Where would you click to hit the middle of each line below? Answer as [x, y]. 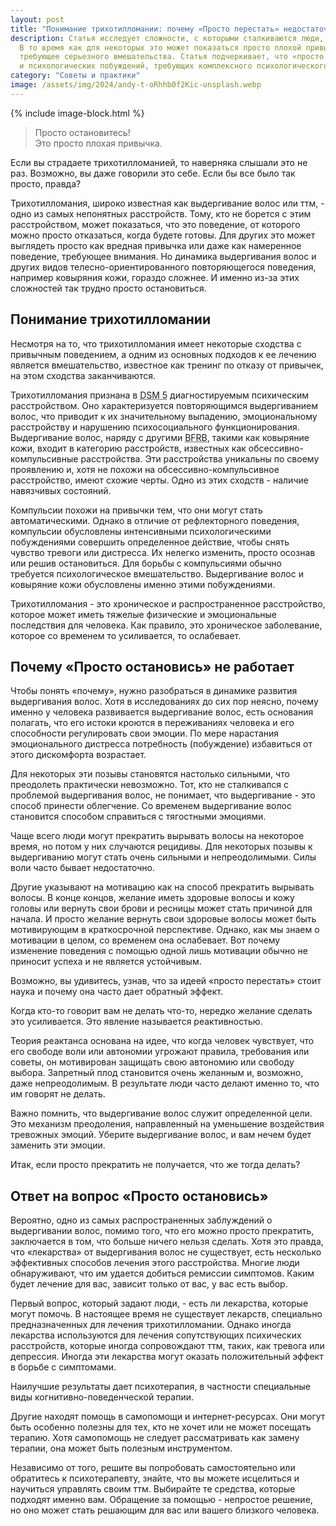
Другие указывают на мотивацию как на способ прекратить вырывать [162, 887]
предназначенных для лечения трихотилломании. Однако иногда [151, 1325]
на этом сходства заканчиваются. [83, 375]
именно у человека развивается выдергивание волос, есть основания [162, 712]
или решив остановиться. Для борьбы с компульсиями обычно [146, 563]
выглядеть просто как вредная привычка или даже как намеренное [156, 245]
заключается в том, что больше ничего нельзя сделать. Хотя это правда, [167, 1242]
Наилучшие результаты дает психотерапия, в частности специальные [160, 1387]
